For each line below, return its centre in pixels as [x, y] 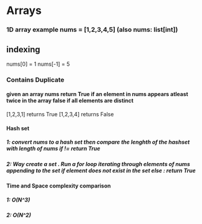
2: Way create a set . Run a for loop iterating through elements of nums [98, 164]
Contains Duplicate [35, 80]
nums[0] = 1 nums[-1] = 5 [38, 64]
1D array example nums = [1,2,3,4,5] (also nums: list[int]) [92, 30]
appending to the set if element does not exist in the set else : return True [101, 170]
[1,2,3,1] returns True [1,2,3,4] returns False [60, 114]
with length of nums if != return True [53, 149]
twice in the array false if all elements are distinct [70, 100]
